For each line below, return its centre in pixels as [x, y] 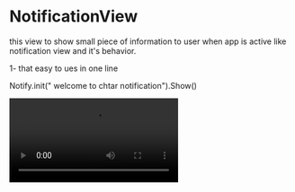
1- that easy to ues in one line [64, 68]
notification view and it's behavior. [73, 50]
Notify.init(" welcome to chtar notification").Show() [103, 85]
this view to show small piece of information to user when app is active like [148, 41]
